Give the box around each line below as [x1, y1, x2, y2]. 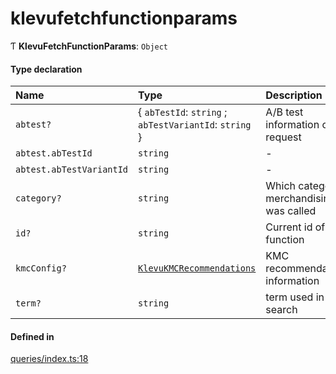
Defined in [10, 330, 55, 342]
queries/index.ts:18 [10, 353, 89, 365]
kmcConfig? [15, 263, 67, 274]
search [265, 303, 298, 317]
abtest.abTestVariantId [15, 164, 129, 176]
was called [265, 204, 317, 218]
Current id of [265, 220, 326, 234]
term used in [265, 290, 325, 304]
